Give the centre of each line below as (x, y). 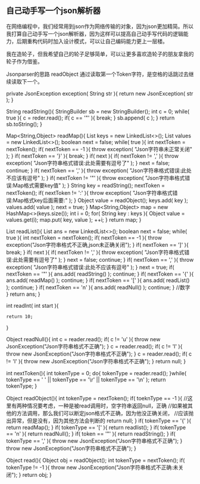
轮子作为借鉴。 (24, 61)
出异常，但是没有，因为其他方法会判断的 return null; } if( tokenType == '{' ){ (99, 421)
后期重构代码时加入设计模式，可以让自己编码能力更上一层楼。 (92, 41)
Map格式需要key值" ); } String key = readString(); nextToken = (89, 185)
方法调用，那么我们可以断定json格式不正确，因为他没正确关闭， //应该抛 (105, 413)
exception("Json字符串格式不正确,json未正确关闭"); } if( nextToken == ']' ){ (97, 244)
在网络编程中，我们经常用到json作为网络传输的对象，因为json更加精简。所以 (100, 26)
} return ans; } (23, 294)
